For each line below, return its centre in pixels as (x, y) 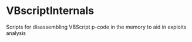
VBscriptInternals (50, 11)
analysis (16, 33)
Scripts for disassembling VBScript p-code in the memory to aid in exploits (96, 27)
